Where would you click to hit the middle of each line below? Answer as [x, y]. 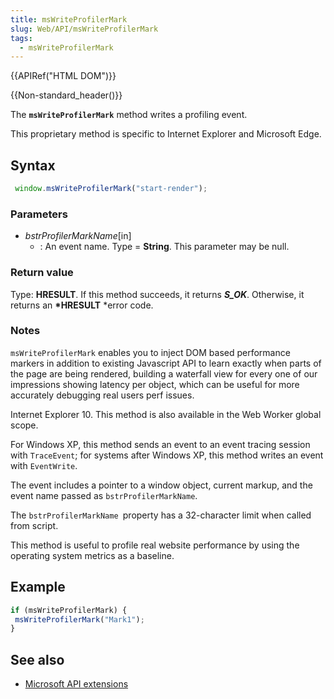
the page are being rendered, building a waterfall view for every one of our [164, 373]
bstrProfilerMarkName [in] [78, 236]
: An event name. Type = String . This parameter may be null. [164, 247]
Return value [42, 273]
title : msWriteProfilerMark [69, 19]
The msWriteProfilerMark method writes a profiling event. [129, 115]
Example [38, 587]
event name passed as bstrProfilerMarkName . [104, 495]
